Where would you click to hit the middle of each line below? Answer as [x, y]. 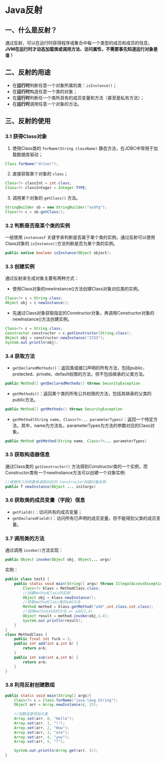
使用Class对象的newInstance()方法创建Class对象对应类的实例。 [77, 289]
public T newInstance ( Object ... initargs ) [51, 487]
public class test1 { [27, 579]
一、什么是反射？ [31, 30]
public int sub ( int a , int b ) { [46, 657]
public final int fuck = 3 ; [43, 639]
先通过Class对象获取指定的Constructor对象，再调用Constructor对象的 [83, 313]
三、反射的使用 [28, 121]
